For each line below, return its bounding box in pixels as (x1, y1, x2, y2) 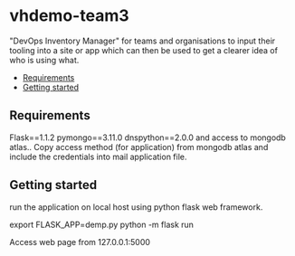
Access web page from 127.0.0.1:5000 (9, 236, 151, 247)
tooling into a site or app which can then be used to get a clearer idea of (9, 44, 279, 55)
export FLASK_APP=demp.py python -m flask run (9, 219, 195, 230)
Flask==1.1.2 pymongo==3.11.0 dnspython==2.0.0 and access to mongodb (9, 132, 287, 143)
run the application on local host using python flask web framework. (9, 201, 263, 213)
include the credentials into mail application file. (9, 151, 187, 162)
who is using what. (9, 54, 80, 65)
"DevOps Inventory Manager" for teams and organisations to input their (9, 35, 276, 46)
